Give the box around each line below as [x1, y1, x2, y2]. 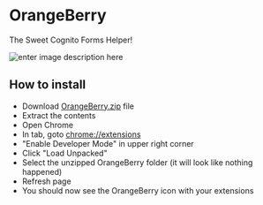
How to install [9, 77, 86, 93]
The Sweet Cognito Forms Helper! [9, 34, 133, 45]
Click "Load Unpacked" [21, 148, 108, 158]
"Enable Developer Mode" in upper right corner [21, 138, 194, 148]
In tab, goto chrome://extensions [21, 129, 141, 140]
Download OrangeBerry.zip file [21, 101, 135, 111]
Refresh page [21, 176, 72, 186]
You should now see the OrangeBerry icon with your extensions [21, 185, 254, 195]
